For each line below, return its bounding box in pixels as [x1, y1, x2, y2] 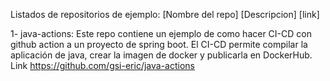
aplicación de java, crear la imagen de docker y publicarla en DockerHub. [10, 49, 313, 61]
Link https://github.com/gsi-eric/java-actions [10, 60, 195, 71]
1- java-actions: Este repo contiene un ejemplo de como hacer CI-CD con [10, 28, 312, 39]
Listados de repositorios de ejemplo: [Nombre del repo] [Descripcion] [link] [10, 9, 320, 20]
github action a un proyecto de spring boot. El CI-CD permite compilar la [10, 39, 308, 50]
